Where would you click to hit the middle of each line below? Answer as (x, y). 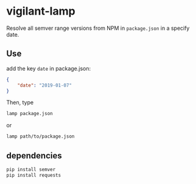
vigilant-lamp (41, 11)
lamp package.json (30, 114)
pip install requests (34, 175)
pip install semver (31, 169)
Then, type (20, 102)
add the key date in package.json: (49, 68)
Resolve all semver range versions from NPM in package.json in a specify (98, 28)
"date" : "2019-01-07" (44, 85)
